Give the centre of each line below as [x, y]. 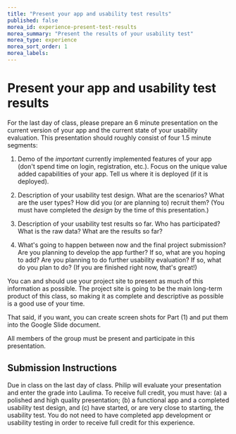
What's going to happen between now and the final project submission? [122, 245]
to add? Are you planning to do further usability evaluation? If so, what [119, 260]
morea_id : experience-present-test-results [72, 27]
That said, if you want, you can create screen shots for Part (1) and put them [118, 317]
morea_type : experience [42, 40]
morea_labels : [28, 54]
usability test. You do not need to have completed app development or [109, 415]
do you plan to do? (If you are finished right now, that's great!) [107, 267]
